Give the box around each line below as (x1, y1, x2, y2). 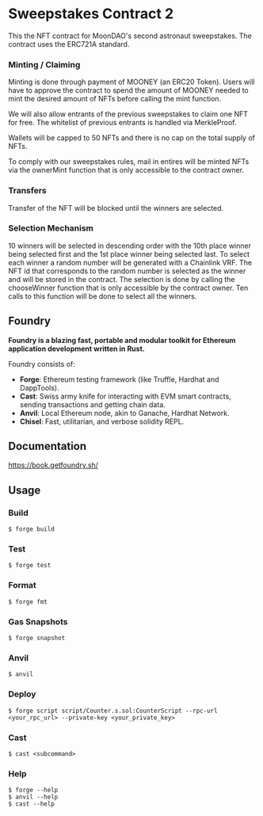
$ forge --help (8, 786, 59, 795)
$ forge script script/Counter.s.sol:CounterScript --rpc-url (8, 707, 218, 715)
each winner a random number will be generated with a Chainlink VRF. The (8, 257, 252, 267)
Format (8, 580, 37, 591)
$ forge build (8, 525, 55, 533)
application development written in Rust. (8, 344, 145, 353)
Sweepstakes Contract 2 (8, 5, 174, 23)
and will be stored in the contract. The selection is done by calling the (8, 274, 235, 284)
